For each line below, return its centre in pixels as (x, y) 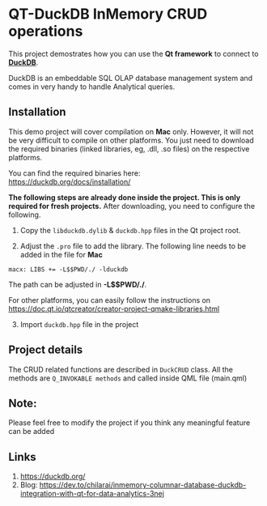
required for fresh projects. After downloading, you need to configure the (132, 206)
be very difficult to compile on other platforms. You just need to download (131, 140)
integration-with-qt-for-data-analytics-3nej (92, 494)
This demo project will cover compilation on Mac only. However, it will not (131, 131)
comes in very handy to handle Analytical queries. (92, 87)
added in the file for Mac (61, 254)
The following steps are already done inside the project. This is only (125, 197)
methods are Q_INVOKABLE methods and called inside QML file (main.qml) (128, 378)
